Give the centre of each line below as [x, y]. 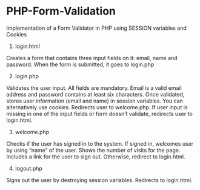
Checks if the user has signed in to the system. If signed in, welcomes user [100, 143]
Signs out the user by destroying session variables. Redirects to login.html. [99, 180]
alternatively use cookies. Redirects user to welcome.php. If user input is [97, 107]
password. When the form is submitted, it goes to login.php [80, 64]
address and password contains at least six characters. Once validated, [95, 94]
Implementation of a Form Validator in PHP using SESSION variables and [96, 28]
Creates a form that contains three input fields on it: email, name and [92, 58]
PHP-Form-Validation [61, 11]
